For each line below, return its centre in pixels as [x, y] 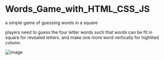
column [13, 42]
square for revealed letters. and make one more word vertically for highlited [82, 37]
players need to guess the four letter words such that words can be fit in [79, 32]
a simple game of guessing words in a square [52, 23]
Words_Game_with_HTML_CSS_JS [78, 9]
